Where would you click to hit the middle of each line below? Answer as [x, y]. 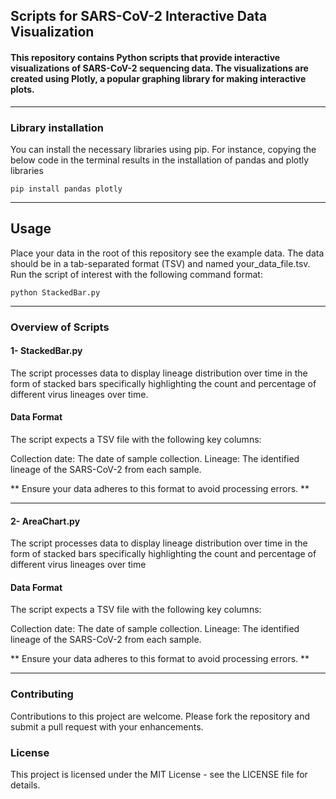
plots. [22, 89]
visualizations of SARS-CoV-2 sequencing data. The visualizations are [159, 68]
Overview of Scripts [60, 327]
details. [25, 785]
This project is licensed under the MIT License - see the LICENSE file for [159, 775]
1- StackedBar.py [46, 351]
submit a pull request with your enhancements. [107, 726]
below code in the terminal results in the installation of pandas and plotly [160, 160]
